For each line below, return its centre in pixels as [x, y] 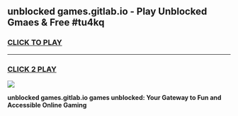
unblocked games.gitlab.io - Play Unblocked [107, 12]
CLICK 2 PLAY [32, 69]
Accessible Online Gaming [47, 105]
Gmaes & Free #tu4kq [56, 23]
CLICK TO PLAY [35, 43]
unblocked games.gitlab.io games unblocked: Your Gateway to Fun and [114, 97]
